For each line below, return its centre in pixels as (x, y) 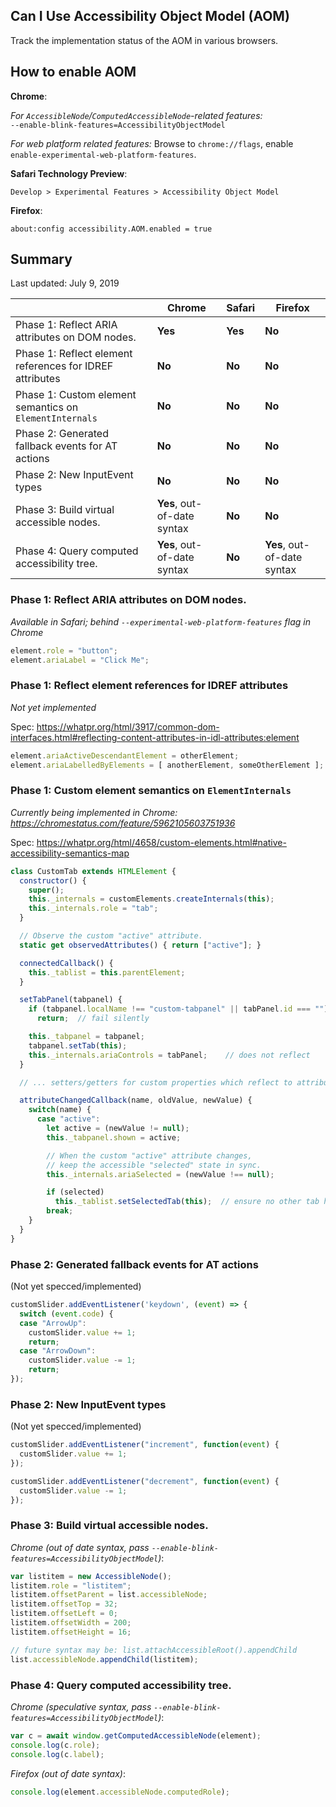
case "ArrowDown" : (58, 1351)
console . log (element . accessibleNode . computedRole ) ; (120, 1792)
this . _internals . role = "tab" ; (93, 909)
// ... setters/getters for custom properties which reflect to (156, 1082)
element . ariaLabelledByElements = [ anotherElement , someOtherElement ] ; (167, 765)
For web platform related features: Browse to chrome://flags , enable (152, 143)
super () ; (46, 890)
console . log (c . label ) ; (57, 1754)
